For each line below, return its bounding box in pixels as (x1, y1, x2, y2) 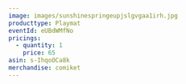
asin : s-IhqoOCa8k (8, 57, 70, 65)
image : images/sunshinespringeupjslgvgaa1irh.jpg (8, 11, 179, 20)
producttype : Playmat (8, 19, 81, 27)
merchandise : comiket (8, 64, 81, 72)
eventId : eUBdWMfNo (8, 26, 74, 34)
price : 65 (23, 49, 56, 57)
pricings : (8, 34, 42, 42)
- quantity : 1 (15, 42, 63, 50)
